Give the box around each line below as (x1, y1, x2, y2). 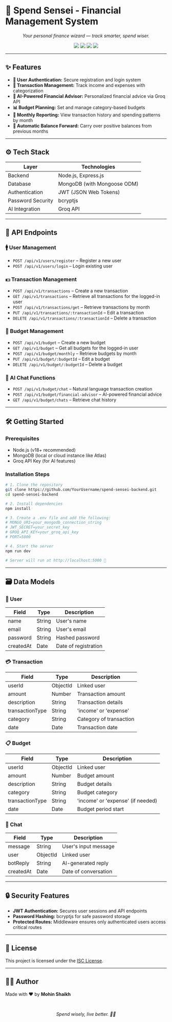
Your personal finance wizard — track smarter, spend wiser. (22, 32, 150, 39)
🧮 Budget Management (5, 328, 64, 335)
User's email (56, 626, 86, 633)
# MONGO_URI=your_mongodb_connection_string (5, 520, 102, 525)
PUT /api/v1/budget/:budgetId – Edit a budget (12, 356, 110, 362)
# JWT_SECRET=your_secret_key (5, 525, 70, 530)
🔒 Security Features (5, 891, 70, 900)
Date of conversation (62, 868, 113, 875)
